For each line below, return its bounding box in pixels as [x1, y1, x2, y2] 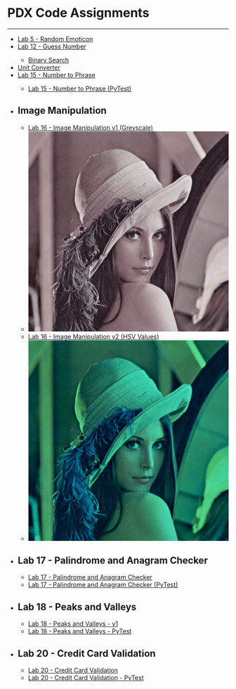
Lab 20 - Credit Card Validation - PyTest [27, 674, 144, 682]
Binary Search [27, 55, 70, 64]
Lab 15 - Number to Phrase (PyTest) [27, 84, 132, 93]
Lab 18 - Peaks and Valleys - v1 [27, 619, 118, 628]
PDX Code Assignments [7, 5, 150, 21]
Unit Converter [17, 63, 61, 72]
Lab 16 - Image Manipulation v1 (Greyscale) [27, 123, 153, 131]
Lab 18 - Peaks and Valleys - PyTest [27, 627, 132, 636]
